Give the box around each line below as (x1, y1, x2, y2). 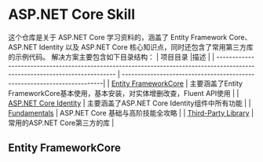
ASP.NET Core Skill (8, 6, 136, 24)
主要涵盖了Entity (189, 79, 243, 88)
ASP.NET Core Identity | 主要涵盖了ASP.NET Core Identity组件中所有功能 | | (8, 98, 251, 108)
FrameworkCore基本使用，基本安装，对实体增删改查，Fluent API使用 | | (8, 88, 239, 98)
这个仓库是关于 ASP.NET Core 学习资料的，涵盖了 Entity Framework (8, 32, 228, 42)
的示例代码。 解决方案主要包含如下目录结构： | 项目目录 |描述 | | (8, 52, 215, 61)
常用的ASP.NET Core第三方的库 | (8, 118, 115, 127)
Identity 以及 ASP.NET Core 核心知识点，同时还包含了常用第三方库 (38, 42, 254, 52)
